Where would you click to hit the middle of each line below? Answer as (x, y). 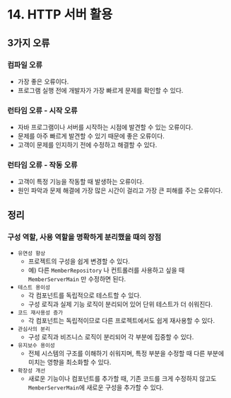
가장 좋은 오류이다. (43, 81)
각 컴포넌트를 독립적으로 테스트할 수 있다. (85, 295)
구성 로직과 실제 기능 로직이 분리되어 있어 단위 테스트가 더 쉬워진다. (120, 305)
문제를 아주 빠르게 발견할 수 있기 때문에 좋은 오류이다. (91, 136)
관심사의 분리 (34, 329)
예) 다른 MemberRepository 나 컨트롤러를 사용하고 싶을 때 (106, 271)
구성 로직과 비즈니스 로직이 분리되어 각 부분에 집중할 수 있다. (111, 337)
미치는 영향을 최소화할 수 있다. (70, 363)
